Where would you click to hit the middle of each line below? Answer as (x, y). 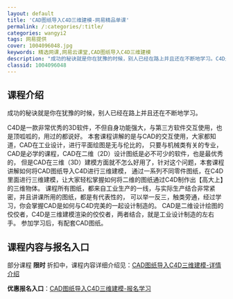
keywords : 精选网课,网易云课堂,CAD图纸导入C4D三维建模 (79, 53)
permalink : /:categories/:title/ (55, 26)
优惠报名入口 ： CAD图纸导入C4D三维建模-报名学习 (79, 289)
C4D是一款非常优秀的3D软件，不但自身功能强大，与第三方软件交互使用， (112, 128)
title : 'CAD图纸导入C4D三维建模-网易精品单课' (68, 20)
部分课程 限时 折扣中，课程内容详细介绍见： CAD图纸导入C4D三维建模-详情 (114, 265)
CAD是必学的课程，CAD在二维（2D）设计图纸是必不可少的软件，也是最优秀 (115, 154)
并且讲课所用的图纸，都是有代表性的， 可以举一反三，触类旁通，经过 (117, 197)
